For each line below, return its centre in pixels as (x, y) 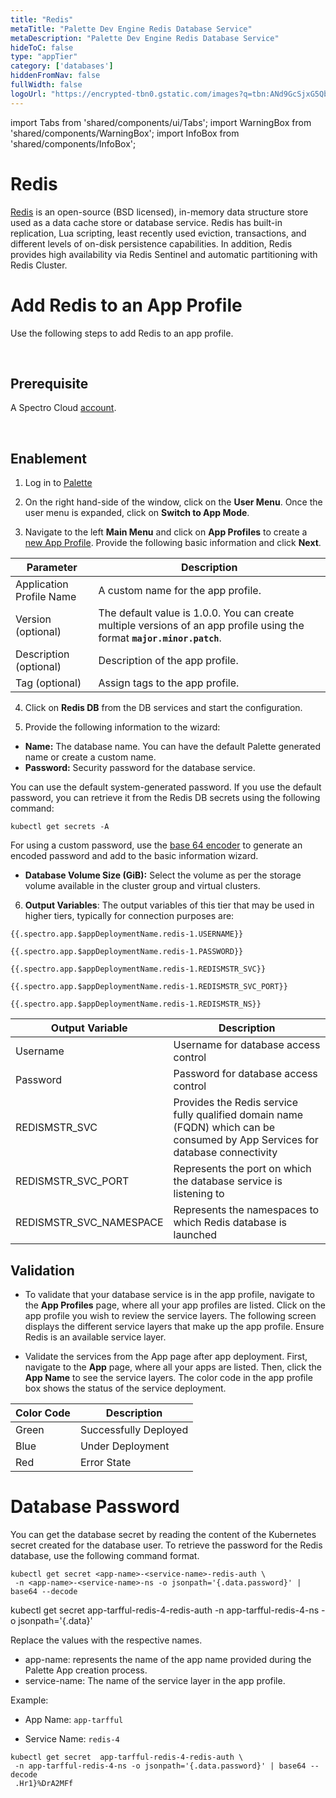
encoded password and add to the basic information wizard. (134, 856)
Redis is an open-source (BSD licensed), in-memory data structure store (159, 212)
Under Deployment (124, 1446)
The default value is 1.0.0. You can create (196, 613)
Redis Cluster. (39, 265)
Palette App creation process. (86, 1670)
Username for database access (247, 1045)
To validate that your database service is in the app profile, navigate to (169, 1294)
